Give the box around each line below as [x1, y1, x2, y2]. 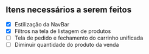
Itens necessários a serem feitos [5, 5, 132, 15]
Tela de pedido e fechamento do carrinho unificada [14, 34, 144, 41]
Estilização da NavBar [14, 20, 70, 28]
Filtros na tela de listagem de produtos [14, 27, 111, 35]
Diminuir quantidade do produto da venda [14, 41, 119, 48]
